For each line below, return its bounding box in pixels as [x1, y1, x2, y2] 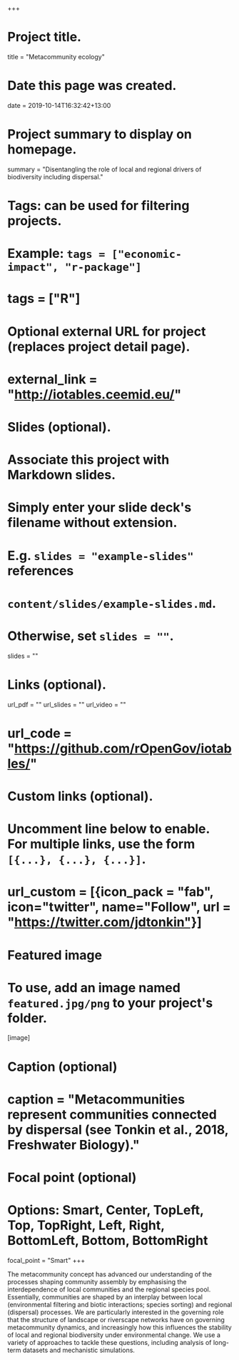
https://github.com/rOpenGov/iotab [14, 740, 232, 756]
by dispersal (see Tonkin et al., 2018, [7, 1121, 229, 1138]
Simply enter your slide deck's [7, 499, 192, 516]
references [7, 562, 74, 579]
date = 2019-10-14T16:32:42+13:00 [7, 101, 111, 109]
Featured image [7, 947, 102, 963]
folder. [7, 1010, 48, 1026]
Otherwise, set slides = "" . [7, 628, 174, 644]
